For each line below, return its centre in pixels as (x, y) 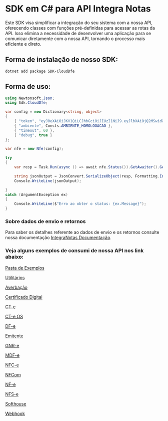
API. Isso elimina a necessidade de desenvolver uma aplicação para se (78, 33)
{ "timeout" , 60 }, (34, 130)
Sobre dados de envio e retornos (45, 221)
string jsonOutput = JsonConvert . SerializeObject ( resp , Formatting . (87, 176)
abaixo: (14, 257)
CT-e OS (14, 316)
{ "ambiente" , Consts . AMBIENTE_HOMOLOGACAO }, (63, 126)
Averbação (16, 287)
